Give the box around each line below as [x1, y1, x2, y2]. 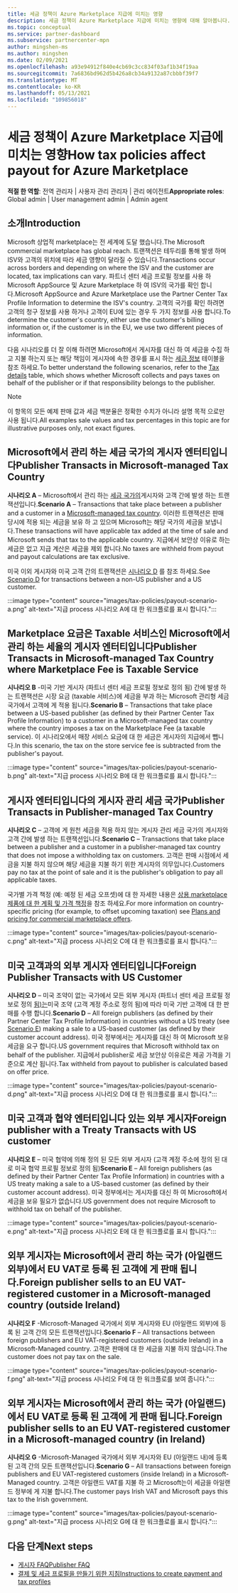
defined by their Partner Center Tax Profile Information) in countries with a [7, 1171, 225, 1181]
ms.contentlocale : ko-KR [7, 83, 81, 90]
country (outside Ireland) [7, 1299, 121, 1311]
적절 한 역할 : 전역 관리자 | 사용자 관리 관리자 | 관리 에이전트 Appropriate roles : [7, 186, 225, 196]
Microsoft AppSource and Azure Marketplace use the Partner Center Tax [14, 289, 228, 298]
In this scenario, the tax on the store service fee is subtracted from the [14, 741, 222, 750]
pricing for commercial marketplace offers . [7, 915, 133, 923]
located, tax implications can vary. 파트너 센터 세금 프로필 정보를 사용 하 [7, 272, 212, 280]
